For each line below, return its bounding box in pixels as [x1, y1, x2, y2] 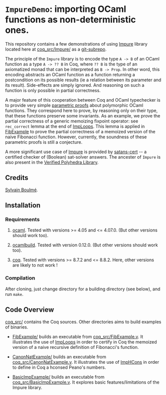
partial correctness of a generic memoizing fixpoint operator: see [5, 118, 139, 124]
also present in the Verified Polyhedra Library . [5, 159, 99, 165]
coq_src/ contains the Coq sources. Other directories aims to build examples [5, 319, 162, 325]
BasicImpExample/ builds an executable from [12, 374, 105, 380]
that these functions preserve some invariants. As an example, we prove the [5, 113, 161, 118]
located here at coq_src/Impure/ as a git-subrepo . [5, 46, 107, 52]
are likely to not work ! [12, 262, 58, 268]
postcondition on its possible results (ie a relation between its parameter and [5, 77, 162, 83]
